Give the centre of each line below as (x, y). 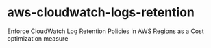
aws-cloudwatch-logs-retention (101, 13)
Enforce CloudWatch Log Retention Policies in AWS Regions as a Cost (105, 31)
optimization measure (38, 38)
